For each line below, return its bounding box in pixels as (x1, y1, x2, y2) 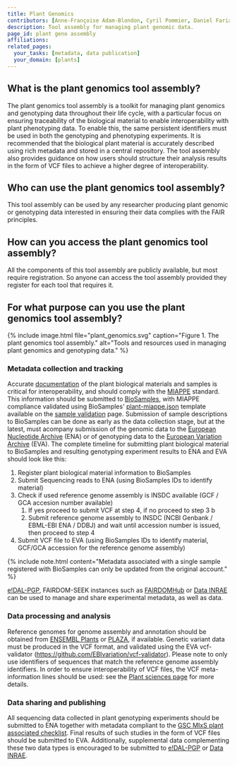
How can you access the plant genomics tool (7, 236, 208, 248)
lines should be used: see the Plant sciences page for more (42, 672, 214, 680)
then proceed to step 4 (28, 529, 95, 537)
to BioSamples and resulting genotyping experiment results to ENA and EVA (7, 447, 228, 456)
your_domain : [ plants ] (13, 57, 80, 64)
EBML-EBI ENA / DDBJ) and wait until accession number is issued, (28, 521, 221, 530)
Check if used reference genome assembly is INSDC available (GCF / (17, 491, 219, 500)
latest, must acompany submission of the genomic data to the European (7, 425, 217, 433)
